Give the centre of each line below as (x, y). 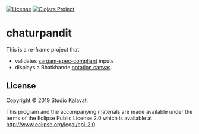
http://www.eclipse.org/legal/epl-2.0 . (51, 124)
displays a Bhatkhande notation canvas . (64, 67)
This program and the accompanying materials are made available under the (99, 111)
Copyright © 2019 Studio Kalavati (47, 100)
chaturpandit (39, 33)
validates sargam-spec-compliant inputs (64, 61)
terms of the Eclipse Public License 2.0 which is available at (79, 118)
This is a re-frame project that (43, 49)
